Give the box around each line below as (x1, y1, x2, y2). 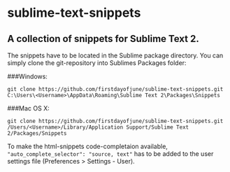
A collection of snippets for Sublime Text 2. (7, 33, 199, 45)
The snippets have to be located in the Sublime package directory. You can (7, 51, 224, 59)
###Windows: (7, 72, 48, 80)
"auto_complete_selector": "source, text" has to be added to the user (7, 150, 214, 158)
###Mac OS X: (7, 104, 50, 113)
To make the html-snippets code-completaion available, (7, 142, 168, 150)
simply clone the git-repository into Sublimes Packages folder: (7, 59, 187, 67)
